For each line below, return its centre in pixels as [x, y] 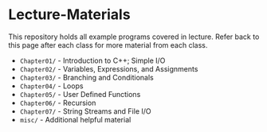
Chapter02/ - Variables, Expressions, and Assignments [109, 68]
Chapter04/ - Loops [51, 86]
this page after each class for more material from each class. [108, 45]
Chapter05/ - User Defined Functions [80, 94]
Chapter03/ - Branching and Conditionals [86, 77]
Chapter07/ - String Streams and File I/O [85, 111]
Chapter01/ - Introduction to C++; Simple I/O [92, 60]
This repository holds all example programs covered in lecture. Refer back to [134, 37]
